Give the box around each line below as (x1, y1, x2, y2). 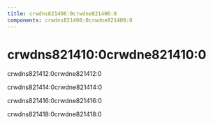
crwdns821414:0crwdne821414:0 (7, 83, 103, 91)
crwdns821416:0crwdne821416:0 (7, 97, 103, 105)
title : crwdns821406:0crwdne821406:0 (7, 10, 117, 17)
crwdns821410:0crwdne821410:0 (7, 47, 207, 63)
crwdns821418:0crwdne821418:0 (7, 110, 103, 118)
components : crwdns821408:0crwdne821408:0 (7, 17, 133, 24)
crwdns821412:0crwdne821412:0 (7, 70, 102, 78)
